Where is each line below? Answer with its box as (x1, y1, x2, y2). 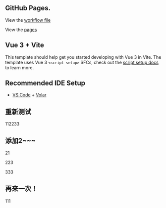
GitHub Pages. (5, 4, 51, 12)
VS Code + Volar (12, 92, 47, 98)
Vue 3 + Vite (5, 41, 45, 49)
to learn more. (5, 64, 34, 71)
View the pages (5, 27, 37, 33)
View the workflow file (5, 17, 51, 23)
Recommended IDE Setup (5, 79, 86, 87)
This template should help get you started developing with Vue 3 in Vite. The (5, 54, 162, 60)
